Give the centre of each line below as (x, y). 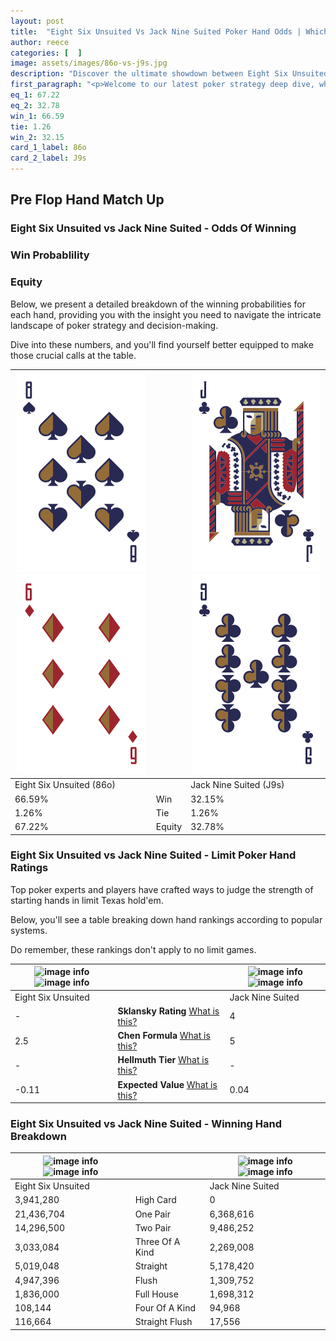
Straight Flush (163, 1322)
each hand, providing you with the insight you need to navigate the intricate (166, 314)
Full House (156, 1294)
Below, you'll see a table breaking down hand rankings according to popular (166, 919)
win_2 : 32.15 (37, 137)
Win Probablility (50, 255)
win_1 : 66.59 (37, 116)
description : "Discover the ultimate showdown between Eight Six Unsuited (169, 74)
